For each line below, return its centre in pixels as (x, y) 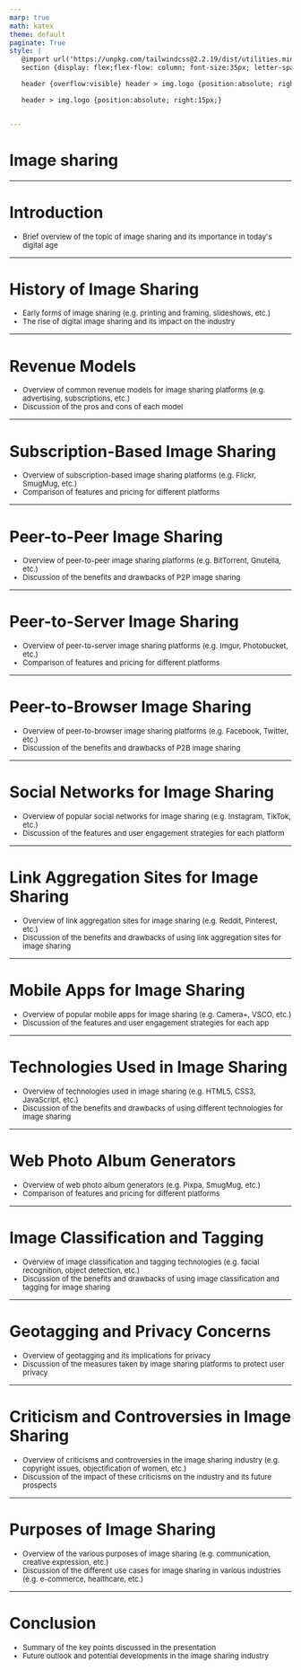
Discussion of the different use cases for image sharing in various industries (151, 1571)
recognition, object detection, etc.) (81, 1270)
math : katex (31, 26)
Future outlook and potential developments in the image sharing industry (145, 1656)
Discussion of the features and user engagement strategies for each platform (153, 834)
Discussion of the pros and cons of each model (103, 407)
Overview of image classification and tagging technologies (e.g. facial (141, 1262)
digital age (40, 245)
